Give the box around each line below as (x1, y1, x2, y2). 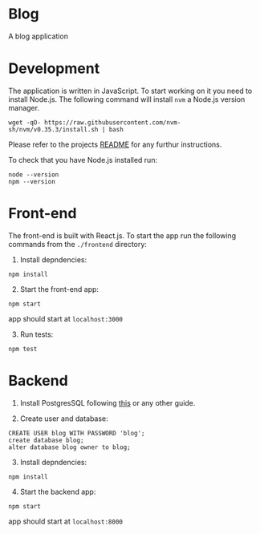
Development (8, 59, 100, 78)
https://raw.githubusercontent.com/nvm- (43, 118, 181, 127)
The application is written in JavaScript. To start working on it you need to (8, 86, 253, 95)
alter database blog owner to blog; (8, 443, 131, 451)
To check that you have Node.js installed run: (8, 155, 158, 164)
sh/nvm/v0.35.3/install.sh (8, 125, 99, 133)
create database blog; (8, 436, 84, 444)
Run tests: (19, 330, 54, 339)
